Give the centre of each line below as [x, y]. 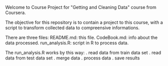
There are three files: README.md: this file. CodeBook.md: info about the [81, 38]
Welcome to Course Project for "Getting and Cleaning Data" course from [81, 7]
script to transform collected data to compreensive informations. [73, 28]
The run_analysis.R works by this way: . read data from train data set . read [83, 53]
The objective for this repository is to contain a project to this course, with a [84, 22]
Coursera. [16, 13]
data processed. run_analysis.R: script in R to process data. [67, 43]
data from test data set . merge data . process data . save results [73, 58]
